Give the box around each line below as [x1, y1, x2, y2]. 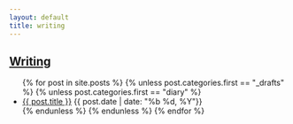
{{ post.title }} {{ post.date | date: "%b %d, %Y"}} [21, 97, 203, 107]
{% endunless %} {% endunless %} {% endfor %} [21, 105, 205, 116]
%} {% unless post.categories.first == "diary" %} [21, 87, 202, 97]
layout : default [9, 12, 69, 22]
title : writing [9, 21, 66, 30]
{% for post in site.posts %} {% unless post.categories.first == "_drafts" [21, 77, 285, 89]
